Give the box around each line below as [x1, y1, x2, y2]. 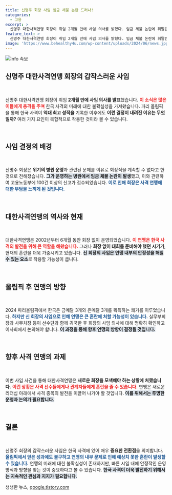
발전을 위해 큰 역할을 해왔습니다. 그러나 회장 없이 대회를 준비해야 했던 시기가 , [14, 243, 166, 249]
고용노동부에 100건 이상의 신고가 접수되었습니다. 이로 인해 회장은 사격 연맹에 [10, 180, 162, 186]
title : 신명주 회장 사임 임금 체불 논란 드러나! [5, 7, 94, 13]
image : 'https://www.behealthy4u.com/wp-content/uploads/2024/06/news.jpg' [5, 41, 170, 46]
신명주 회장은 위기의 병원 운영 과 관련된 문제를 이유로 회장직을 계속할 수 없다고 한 [5, 167, 165, 173]
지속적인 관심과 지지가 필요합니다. [10, 473, 78, 479]
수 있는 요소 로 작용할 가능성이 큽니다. [5, 256, 79, 262]
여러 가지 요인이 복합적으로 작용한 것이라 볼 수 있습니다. [17, 116, 128, 122]
